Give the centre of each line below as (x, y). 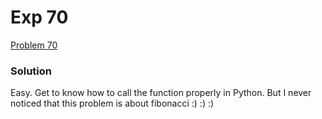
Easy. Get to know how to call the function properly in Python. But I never (161, 93)
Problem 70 (34, 45)
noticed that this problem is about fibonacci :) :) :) (112, 103)
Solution (31, 71)
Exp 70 (39, 17)
